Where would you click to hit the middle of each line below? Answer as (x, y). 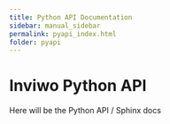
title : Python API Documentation (71, 17)
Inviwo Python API (78, 86)
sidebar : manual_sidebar (55, 26)
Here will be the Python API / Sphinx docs (85, 111)
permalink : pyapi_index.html (63, 34)
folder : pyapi (35, 42)
